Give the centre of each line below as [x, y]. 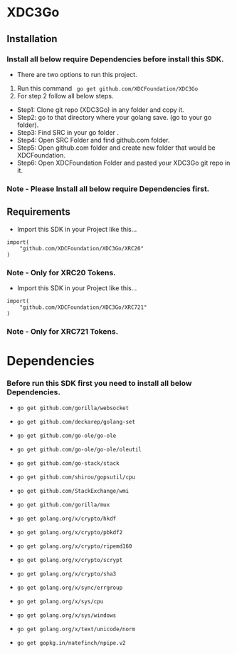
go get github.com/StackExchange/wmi [73, 491]
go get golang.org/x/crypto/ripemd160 [74, 546]
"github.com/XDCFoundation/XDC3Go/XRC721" [83, 307]
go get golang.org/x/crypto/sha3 [67, 574]
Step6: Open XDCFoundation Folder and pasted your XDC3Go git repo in [123, 163]
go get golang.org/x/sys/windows [67, 615]
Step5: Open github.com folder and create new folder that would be [116, 148]
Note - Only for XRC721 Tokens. [63, 331]
